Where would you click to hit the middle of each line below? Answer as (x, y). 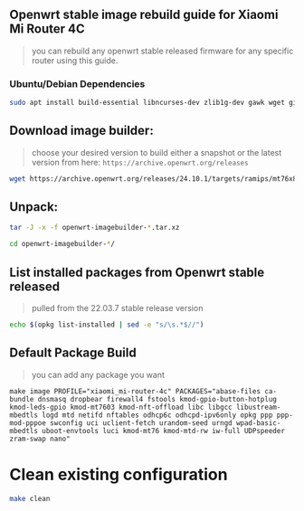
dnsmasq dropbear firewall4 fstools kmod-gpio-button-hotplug (157, 399)
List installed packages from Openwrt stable (137, 272)
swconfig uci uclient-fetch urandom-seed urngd (141, 423)
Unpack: (34, 207)
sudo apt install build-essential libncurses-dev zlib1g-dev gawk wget (147, 103)
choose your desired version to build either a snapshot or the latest (157, 152)
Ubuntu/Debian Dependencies (77, 83)
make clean (30, 498)
